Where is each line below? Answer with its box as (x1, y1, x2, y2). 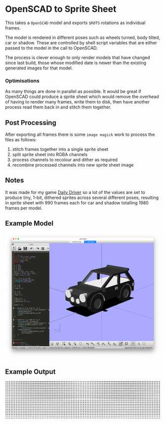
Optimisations (5, 77, 40, 84)
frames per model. (5, 205, 43, 211)
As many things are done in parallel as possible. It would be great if (5, 89, 141, 95)
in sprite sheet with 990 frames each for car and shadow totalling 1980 (5, 199, 149, 205)
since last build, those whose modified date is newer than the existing (5, 60, 147, 65)
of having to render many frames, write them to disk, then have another (5, 99, 150, 105)
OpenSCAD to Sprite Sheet (5, 3, 117, 15)
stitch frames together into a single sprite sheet (12, 146, 108, 152)
